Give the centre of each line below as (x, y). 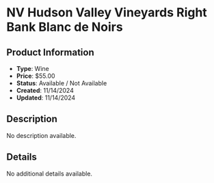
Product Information (51, 52)
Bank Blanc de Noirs (65, 27)
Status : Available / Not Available (62, 83)
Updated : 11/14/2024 (46, 98)
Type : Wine (32, 69)
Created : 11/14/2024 (45, 90)
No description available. (41, 135)
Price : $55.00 (36, 76)
